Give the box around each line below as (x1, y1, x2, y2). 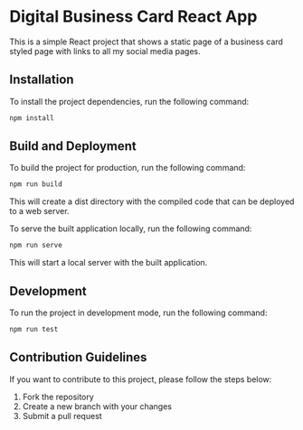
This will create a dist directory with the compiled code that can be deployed (9, 196, 295, 207)
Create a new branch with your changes (22, 400, 172, 412)
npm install (9, 113, 54, 123)
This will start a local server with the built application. (9, 257, 208, 268)
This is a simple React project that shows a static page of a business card (9, 36, 283, 47)
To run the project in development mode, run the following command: (9, 307, 268, 318)
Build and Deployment (9, 138, 137, 154)
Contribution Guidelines (9, 350, 147, 365)
